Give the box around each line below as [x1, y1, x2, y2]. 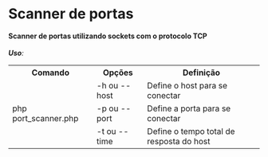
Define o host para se [147, 80, 228, 91]
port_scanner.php [12, 112, 79, 124]
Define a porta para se [147, 103, 231, 114]
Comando [31, 67, 70, 78]
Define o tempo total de [147, 125, 235, 136]
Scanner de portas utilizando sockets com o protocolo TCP [8, 31, 207, 41]
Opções [102, 67, 133, 78]
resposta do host [147, 135, 211, 147]
